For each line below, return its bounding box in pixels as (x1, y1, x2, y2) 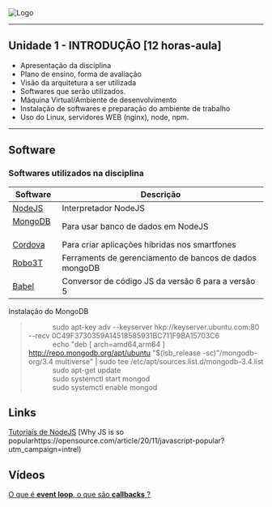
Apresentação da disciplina (19, 60, 112, 70)
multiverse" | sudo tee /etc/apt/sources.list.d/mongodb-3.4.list (55, 356, 264, 366)
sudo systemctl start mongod (52, 373, 151, 384)
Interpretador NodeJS (62, 202, 146, 213)
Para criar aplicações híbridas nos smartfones (62, 238, 236, 250)
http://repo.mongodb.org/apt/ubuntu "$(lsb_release (28, 348, 201, 358)
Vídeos (8, 468, 45, 482)
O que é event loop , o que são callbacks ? (8, 490, 151, 500)
